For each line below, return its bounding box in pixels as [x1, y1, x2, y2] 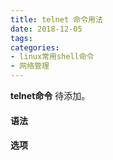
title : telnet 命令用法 [10, 14, 103, 25]
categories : [10, 42, 60, 53]
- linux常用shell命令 [10, 52, 95, 62]
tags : [10, 33, 33, 43]
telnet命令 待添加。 [10, 90, 91, 101]
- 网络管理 [10, 61, 50, 71]
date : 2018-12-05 [10, 24, 83, 34]
